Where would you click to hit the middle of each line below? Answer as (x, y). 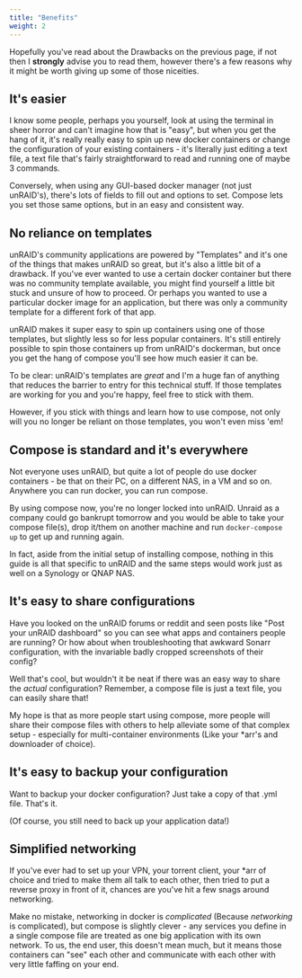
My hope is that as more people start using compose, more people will (140, 715)
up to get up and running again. (67, 537)
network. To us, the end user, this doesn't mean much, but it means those (146, 946)
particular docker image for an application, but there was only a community (148, 303)
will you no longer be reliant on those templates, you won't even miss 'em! (147, 422)
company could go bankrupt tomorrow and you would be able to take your (147, 517)
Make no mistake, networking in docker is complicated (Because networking (151, 917)
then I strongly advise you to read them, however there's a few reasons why (151, 61)
